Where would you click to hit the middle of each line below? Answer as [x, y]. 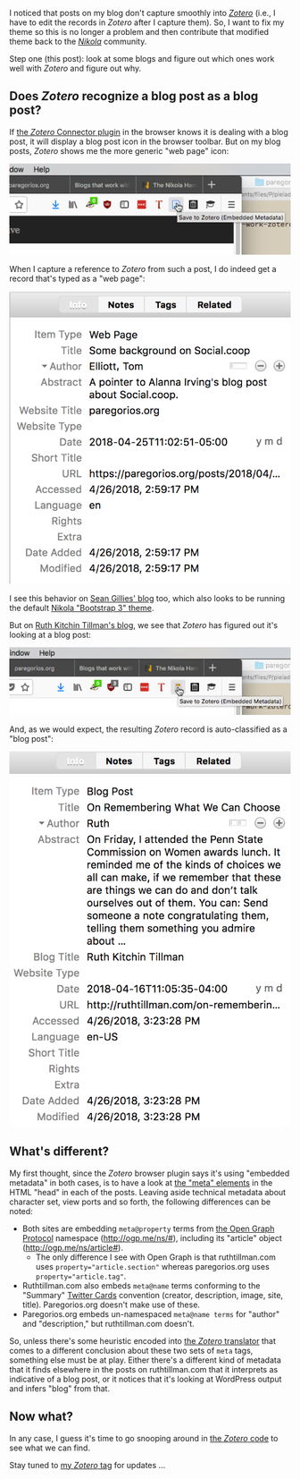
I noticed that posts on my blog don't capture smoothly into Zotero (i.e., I [142, 13]
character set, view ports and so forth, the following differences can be [140, 1202]
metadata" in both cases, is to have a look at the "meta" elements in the [141, 1182]
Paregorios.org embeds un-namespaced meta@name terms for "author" [151, 1313]
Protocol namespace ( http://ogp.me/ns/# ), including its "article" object [152, 1237]
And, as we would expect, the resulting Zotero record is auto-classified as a [148, 729]
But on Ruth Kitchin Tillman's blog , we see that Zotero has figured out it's [144, 625]
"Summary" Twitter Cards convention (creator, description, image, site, [153, 1295]
